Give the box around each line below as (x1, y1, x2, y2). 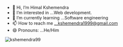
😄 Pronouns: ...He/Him (12, 27, 60, 33)
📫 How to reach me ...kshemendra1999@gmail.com (12, 20, 118, 26)
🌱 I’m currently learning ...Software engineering (12, 15, 108, 20)
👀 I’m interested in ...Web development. (12, 10, 92, 16)
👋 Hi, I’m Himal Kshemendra (12, 5, 69, 10)
